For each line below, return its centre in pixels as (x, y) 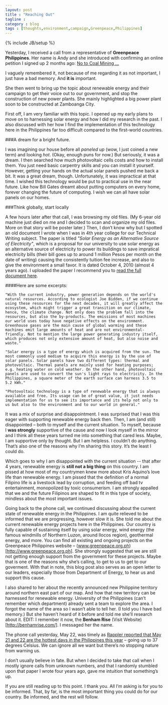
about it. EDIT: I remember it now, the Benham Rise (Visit (64, 620)
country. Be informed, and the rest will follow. (52, 697)
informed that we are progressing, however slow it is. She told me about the (83, 519)
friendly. (16, 334)
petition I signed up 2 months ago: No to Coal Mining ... (62, 63)
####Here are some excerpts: (36, 286)
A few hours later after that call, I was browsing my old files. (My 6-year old (83, 217)
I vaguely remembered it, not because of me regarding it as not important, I (83, 73)
